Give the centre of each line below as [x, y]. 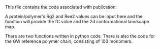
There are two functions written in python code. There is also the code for [80, 36]
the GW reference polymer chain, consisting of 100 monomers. [69, 41]
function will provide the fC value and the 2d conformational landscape [77, 22]
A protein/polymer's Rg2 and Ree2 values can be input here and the [74, 16]
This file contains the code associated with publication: [61, 7]
